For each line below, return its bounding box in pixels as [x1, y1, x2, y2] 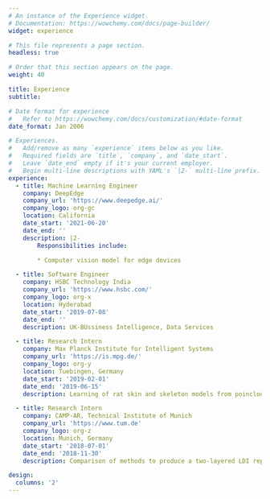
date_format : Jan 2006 [8, 122, 84, 130]
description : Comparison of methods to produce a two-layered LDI [22, 456, 250, 465]
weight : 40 [8, 71, 45, 79]
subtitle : [8, 93, 42, 101]
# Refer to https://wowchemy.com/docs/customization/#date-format [8, 114, 243, 123]
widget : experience [8, 27, 74, 35]
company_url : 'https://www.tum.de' [22, 419, 142, 427]
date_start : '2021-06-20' [22, 219, 110, 227]
